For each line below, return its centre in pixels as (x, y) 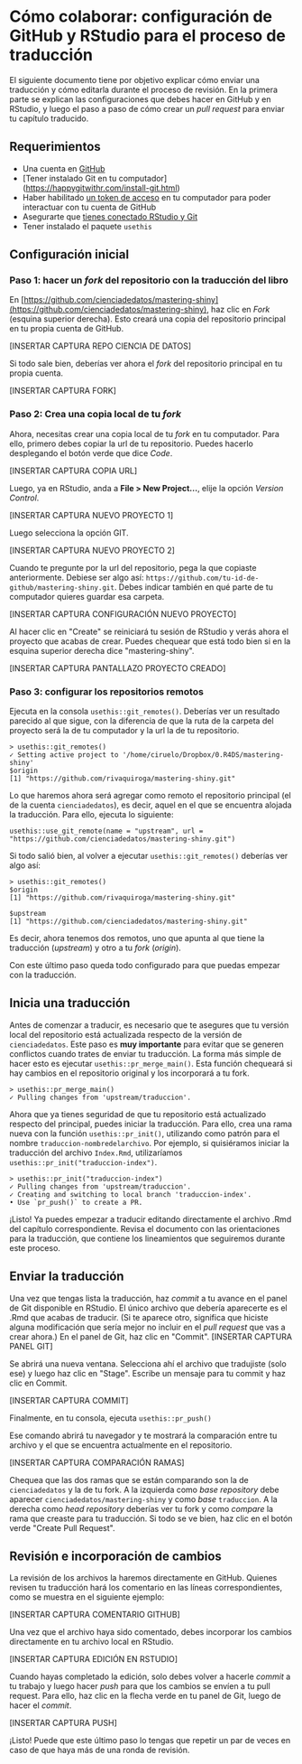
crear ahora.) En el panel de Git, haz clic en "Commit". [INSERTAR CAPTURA (151, 1336)
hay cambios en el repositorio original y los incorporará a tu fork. (129, 1073)
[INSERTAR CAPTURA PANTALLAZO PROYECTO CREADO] (118, 668)
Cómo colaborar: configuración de (141, 17)
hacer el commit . (41, 1705)
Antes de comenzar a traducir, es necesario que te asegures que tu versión (149, 1025)
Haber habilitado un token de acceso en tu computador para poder (146, 197)
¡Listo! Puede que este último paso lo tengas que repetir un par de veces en (150, 1741)
